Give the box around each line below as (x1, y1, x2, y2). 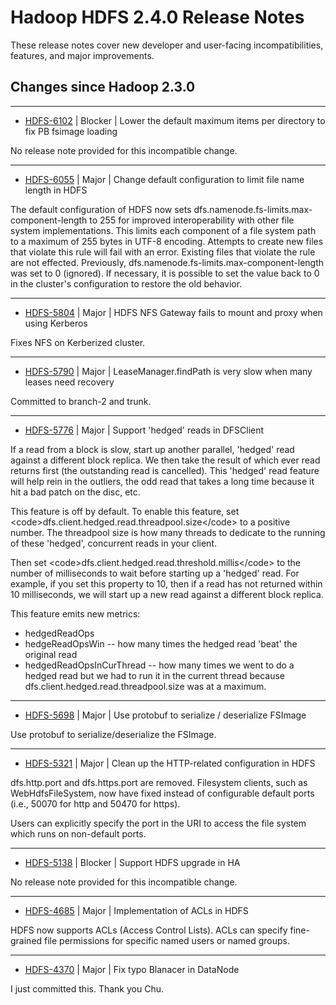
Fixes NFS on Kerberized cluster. (10, 336, 146, 348)
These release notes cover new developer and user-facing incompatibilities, (10, 39, 324, 51)
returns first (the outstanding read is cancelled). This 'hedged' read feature (10, 464, 320, 476)
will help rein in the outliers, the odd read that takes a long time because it (10, 475, 315, 487)
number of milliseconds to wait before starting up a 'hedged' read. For (10, 567, 300, 579)
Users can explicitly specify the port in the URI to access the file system (10, 817, 307, 829)
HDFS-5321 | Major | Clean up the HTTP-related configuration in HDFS (24, 757, 316, 769)
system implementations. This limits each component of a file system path (10, 224, 317, 236)
